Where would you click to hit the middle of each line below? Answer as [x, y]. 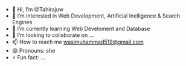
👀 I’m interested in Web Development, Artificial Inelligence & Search [96, 16]
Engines [22, 22]
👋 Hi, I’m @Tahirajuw [38, 9]
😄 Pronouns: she [34, 51]
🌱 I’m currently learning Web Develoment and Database [81, 28]
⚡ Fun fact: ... [28, 57]
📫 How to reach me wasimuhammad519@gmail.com [78, 42]
